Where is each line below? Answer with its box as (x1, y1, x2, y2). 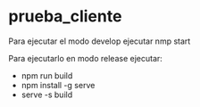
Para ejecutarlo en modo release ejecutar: (8, 53, 162, 63)
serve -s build (21, 89, 73, 100)
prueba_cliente (8, 6, 122, 27)
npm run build (21, 70, 73, 81)
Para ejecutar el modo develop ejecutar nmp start (8, 36, 191, 46)
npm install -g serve (21, 79, 96, 90)
